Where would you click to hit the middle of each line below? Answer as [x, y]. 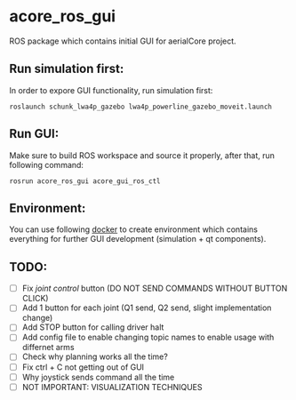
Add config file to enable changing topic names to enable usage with [148, 337]
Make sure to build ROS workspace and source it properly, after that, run [142, 155]
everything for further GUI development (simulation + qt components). [138, 239]
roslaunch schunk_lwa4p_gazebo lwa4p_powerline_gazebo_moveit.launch [141, 107]
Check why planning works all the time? [95, 356]
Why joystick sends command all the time [98, 377]
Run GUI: [34, 134]
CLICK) [35, 299]
